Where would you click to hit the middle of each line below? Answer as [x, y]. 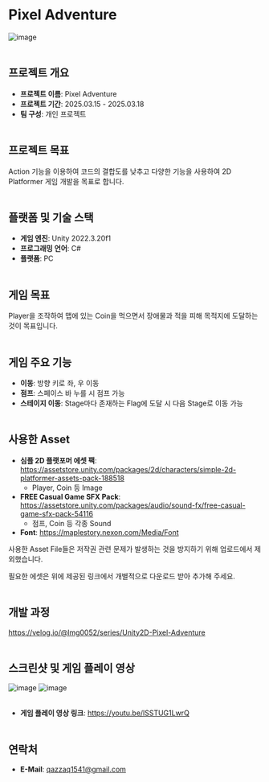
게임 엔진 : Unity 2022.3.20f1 [65, 238]
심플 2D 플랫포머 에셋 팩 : [58, 460]
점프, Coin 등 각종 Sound [71, 523]
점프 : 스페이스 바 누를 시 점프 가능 [72, 393]
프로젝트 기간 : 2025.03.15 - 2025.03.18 [82, 104]
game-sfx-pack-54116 [57, 513]
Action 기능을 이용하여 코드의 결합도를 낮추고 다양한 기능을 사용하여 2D [120, 171]
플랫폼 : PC [37, 258]
